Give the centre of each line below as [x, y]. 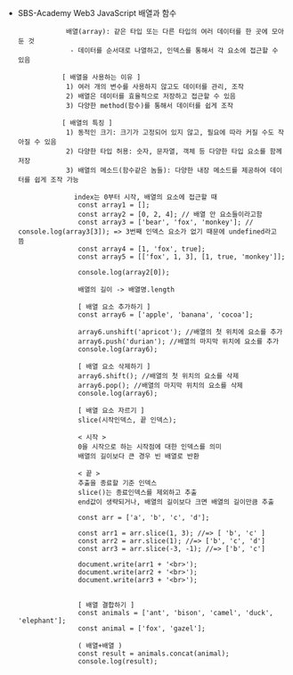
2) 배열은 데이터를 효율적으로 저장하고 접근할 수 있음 [151, 96]
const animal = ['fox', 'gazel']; [142, 629]
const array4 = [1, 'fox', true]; [142, 249]
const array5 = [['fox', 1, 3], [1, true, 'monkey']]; [182, 257]
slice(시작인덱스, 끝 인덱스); [127, 420]
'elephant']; [42, 621]
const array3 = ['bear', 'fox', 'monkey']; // [166, 222]
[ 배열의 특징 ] [87, 123]
